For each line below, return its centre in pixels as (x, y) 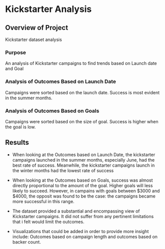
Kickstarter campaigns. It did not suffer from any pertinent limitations (83, 216)
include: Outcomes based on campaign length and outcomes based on (85, 237)
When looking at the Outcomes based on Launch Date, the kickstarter (84, 154)
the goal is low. (20, 127)
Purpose (16, 52)
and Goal (14, 69)
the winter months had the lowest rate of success (63, 170)
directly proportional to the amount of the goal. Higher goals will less (82, 185)
